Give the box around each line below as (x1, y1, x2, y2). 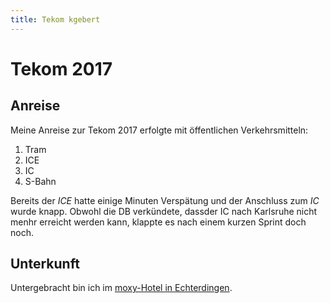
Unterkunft (10, 256, 80, 273)
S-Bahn (24, 175, 57, 187)
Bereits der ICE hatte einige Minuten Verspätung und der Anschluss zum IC (10, 194, 320, 206)
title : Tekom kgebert (10, 14, 101, 25)
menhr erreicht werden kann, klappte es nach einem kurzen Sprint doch (10, 216, 307, 228)
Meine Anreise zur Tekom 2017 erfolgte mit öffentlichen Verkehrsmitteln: (10, 124, 309, 136)
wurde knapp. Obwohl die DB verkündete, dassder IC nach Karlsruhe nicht (10, 205, 318, 217)
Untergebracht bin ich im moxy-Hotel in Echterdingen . (10, 282, 233, 294)
